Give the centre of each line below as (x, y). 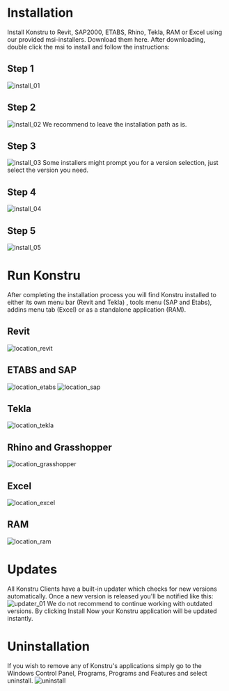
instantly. (20, 618)
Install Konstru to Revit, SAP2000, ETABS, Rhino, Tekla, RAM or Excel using (115, 32)
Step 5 (22, 231)
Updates (32, 569)
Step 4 (22, 192)
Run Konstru (44, 276)
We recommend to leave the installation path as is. (115, 124)
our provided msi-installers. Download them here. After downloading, (106, 39)
